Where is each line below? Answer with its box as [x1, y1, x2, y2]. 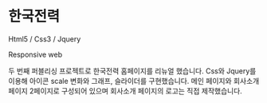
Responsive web [8, 50, 63, 59]
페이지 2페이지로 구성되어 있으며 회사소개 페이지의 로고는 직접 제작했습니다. [8, 85, 243, 96]
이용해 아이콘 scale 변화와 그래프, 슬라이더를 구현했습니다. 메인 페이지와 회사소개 [8, 76, 260, 85]
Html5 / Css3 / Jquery [8, 34, 81, 44]
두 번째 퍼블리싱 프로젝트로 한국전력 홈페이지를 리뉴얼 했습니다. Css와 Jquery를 [8, 65, 257, 76]
